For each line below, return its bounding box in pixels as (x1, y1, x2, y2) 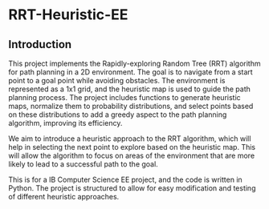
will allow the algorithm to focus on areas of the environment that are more (8, 151, 255, 160)
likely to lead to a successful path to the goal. (8, 159, 158, 169)
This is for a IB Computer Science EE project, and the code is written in (8, 175, 243, 184)
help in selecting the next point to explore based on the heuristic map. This (8, 143, 255, 151)
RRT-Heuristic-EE (8, 6, 128, 24)
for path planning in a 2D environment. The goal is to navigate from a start (8, 67, 253, 77)
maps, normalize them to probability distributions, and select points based (8, 102, 254, 111)
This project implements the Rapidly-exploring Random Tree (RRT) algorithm (8, 58, 261, 68)
